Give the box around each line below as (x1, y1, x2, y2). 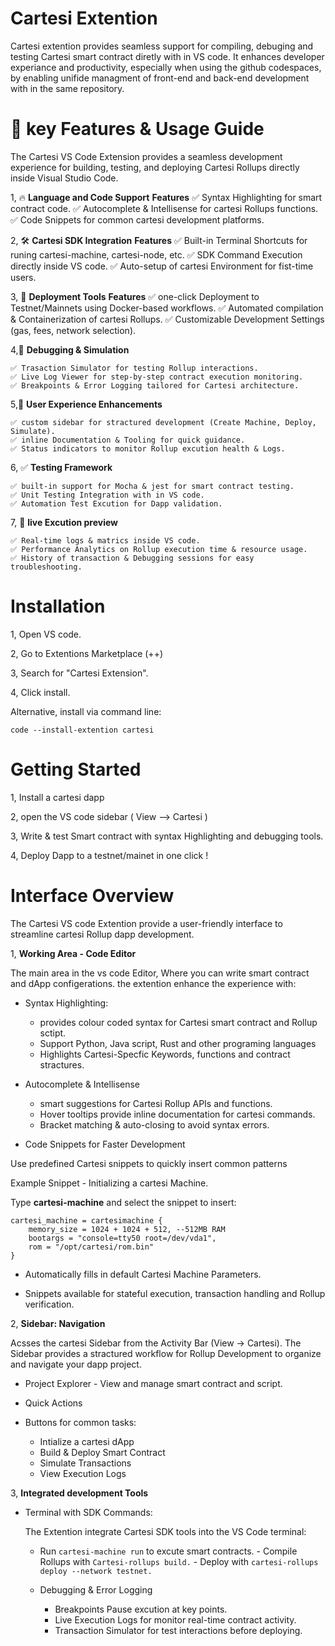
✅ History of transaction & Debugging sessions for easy (10, 553, 255, 563)
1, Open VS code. (10, 628, 82, 640)
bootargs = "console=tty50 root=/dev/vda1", (28, 1233, 217, 1243)
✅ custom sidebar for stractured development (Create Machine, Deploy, (10, 417, 317, 427)
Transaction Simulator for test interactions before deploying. (54, 1624, 303, 1636)
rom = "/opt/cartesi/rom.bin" (28, 1242, 155, 1252)
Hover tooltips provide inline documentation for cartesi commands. (39, 1108, 316, 1120)
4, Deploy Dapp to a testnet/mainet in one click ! (10, 849, 209, 861)
